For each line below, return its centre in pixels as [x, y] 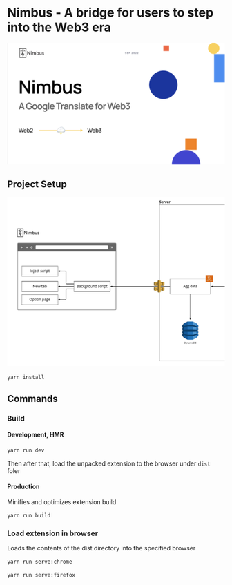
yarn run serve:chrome [40, 562]
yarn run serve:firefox [41, 575]
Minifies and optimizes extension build [62, 502]
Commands [33, 399]
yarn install [26, 377]
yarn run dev [26, 450]
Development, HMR [36, 435]
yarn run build [29, 516]
